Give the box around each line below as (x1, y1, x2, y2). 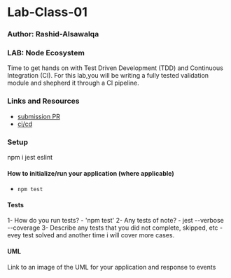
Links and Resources (7, 96, 80, 106)
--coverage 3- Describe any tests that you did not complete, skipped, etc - (7, 223, 223, 232)
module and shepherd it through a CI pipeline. (7, 78, 139, 88)
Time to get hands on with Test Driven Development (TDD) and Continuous (7, 64, 224, 72)
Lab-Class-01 (7, 4, 87, 20)
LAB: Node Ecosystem (7, 48, 85, 58)
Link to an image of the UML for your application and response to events (7, 263, 216, 271)
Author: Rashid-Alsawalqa (7, 29, 99, 39)
